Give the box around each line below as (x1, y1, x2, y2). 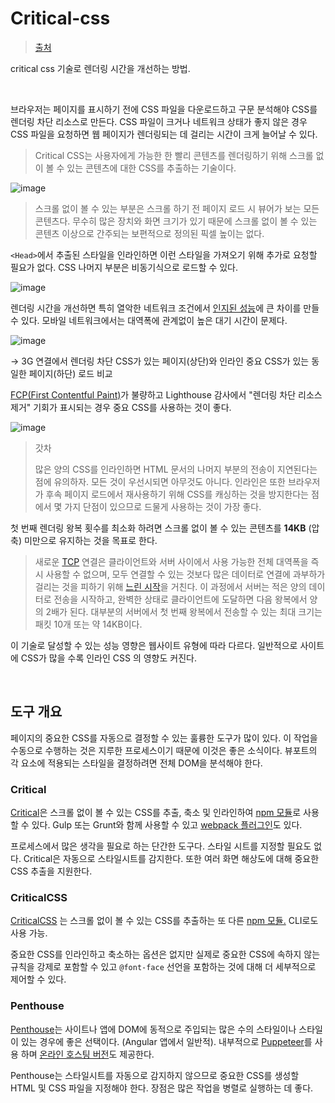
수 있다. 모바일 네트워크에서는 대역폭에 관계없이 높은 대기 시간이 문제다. (10, 314, 288, 326)
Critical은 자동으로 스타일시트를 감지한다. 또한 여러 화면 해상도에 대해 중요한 (23, 853, 320, 865)
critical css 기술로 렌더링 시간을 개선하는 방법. (10, 62, 191, 74)
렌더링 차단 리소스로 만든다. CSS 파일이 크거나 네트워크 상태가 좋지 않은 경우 (10, 115, 308, 127)
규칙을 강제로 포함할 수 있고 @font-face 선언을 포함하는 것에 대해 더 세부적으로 (10, 961, 317, 973)
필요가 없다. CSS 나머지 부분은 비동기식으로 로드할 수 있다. (10, 261, 238, 273)
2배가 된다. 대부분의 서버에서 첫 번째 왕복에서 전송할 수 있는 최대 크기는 (45, 605, 323, 617)
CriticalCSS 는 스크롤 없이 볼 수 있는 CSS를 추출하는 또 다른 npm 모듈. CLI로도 (10, 915, 319, 927)
